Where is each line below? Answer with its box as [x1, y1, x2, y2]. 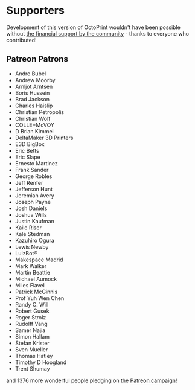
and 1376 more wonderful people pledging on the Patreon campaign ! [6, 377, 177, 384]
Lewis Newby [14, 243, 49, 251]
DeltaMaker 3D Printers [14, 134, 74, 141]
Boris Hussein [14, 89, 50, 97]
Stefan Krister [14, 339, 50, 347]
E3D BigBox [14, 140, 45, 148]
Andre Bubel [14, 70, 46, 77]
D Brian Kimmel [14, 127, 54, 135]
